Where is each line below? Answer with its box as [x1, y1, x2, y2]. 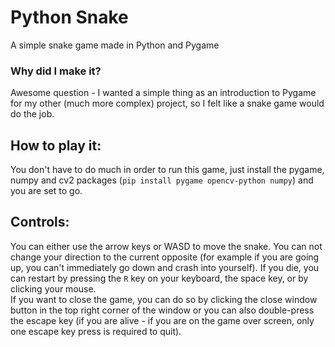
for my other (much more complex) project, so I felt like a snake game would [10, 97, 325, 110]
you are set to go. [10, 185, 83, 197]
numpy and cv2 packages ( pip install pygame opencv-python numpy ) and [10, 174, 314, 186]
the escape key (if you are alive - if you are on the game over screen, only [10, 314, 315, 326]
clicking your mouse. [10, 282, 97, 295]
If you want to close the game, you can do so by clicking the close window [10, 293, 318, 305]
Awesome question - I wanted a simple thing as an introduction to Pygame [10, 87, 317, 99]
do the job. [10, 108, 55, 120]
